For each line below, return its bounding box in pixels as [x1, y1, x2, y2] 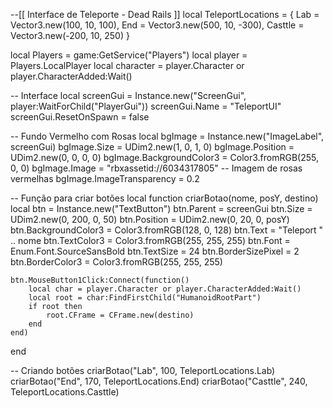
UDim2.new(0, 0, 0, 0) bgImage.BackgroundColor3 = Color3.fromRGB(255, [10, 152, 319, 163]
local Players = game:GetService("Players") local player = [10, 49, 248, 61]
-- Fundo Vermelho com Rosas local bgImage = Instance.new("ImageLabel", [10, 130, 325, 142]
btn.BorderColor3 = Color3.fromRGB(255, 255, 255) [10, 256, 223, 268]
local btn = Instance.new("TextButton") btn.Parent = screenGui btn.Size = [10, 203, 313, 214]
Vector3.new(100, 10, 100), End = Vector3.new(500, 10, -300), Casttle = [10, 19, 305, 31]
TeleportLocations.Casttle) [10, 386, 120, 398]
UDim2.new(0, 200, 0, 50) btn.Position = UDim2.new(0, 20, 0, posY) [10, 214, 290, 225]
